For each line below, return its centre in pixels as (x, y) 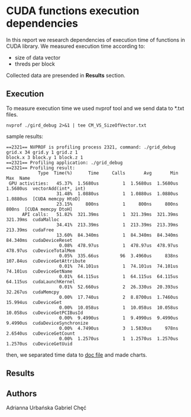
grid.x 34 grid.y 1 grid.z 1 (42, 152)
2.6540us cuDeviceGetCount (41, 333)
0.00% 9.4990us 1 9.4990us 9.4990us (119, 318)
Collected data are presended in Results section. (66, 75)
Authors (22, 394)
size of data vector (38, 57)
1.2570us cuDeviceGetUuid (39, 344)
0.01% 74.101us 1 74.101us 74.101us (119, 266)
